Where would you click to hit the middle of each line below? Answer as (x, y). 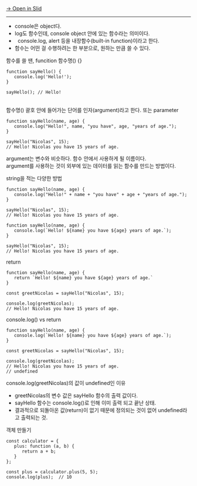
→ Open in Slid (24, 9)
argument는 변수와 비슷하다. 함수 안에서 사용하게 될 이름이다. (76, 158)
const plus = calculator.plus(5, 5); (52, 472)
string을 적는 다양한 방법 (34, 178)
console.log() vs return (34, 320)
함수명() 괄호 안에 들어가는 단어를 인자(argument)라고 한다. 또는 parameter (92, 110)
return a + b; (39, 451)
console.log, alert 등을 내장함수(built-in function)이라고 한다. (88, 41)
